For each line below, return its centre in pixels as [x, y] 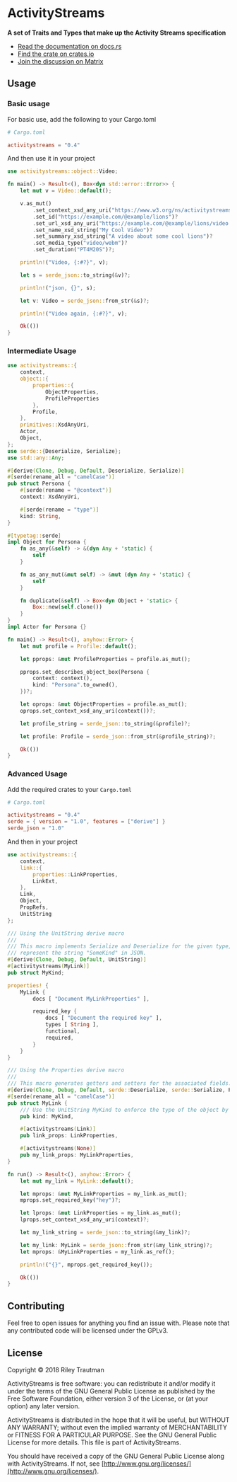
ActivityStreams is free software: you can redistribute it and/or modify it [111, 1383]
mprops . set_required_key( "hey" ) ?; [71, 1200]
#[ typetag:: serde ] [34, 536]
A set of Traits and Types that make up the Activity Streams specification [117, 33]
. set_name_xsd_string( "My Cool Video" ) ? [93, 230]
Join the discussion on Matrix [60, 61]
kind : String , [41, 516]
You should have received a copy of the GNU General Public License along [116, 1456]
